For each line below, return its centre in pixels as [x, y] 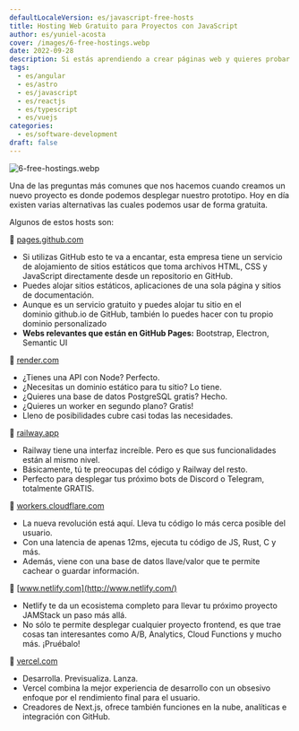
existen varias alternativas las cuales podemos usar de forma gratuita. [139, 205]
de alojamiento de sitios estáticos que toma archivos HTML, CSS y [145, 266]
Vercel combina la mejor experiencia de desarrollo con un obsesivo [146, 688]
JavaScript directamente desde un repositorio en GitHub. [128, 275]
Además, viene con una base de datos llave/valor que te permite [141, 561]
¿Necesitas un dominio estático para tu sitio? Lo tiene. [122, 387]
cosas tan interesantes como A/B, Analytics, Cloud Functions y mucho [152, 634]
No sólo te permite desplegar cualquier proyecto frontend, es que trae [152, 624]
